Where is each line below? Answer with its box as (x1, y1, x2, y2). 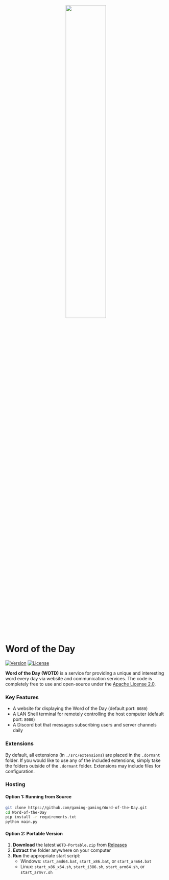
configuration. (5, 768, 35, 774)
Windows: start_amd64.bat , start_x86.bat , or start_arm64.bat (20, 858, 152, 865)
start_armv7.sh (20, 870, 53, 875)
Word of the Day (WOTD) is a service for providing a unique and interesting (5, 670, 164, 676)
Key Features (5, 694, 39, 701)
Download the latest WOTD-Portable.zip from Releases (12, 842, 127, 848)
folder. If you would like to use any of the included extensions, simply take (5, 757, 161, 763)
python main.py (5, 819, 38, 825)
